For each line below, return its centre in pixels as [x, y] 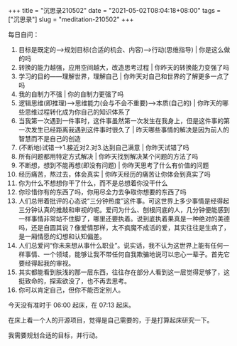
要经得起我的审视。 [46, 263]
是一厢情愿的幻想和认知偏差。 [62, 236]
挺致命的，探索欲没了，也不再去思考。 [74, 281]
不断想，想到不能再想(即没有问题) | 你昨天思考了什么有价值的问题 [114, 165]
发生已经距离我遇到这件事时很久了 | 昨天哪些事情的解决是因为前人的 [130, 130]
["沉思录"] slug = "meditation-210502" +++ [71, 19]
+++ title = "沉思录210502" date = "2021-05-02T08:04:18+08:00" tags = [115, 10]
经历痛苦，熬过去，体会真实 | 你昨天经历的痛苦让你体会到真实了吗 [115, 174]
